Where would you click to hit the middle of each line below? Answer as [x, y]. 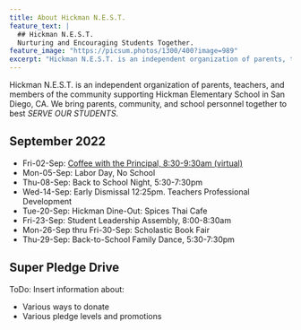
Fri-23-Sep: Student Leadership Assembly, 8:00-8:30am [126, 220]
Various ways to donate [66, 307]
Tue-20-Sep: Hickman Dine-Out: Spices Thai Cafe [115, 211]
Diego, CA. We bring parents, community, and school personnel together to [148, 104]
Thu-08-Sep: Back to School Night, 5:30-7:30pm [112, 182]
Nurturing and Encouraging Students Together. [106, 43]
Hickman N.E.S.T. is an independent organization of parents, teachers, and [147, 85]
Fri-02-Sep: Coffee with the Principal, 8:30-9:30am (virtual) [133, 163]
